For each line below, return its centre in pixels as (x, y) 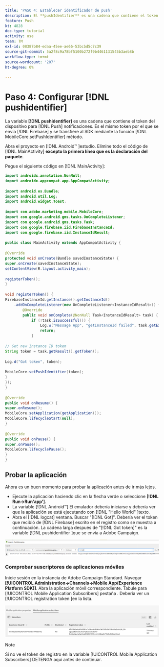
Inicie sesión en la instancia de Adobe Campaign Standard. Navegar (73, 577)
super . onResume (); (24, 408)
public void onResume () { (31, 403)
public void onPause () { (30, 439)
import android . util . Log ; (31, 196)
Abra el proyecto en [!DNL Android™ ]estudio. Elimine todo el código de (76, 146)
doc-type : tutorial (25, 31)
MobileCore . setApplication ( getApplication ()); (53, 413)
